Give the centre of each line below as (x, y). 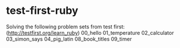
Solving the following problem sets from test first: (65, 27)
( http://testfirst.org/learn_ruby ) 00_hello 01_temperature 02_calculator (90, 32)
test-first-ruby (42, 11)
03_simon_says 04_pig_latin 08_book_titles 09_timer (69, 39)
